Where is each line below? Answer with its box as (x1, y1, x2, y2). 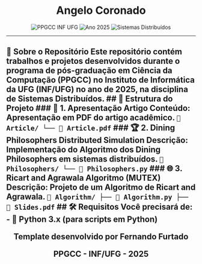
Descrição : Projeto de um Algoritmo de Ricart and (6, 182, 196, 193)
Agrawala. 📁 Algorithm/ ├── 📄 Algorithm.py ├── (6, 192, 189, 202)
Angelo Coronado (56, 4, 146, 17)
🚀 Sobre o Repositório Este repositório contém (6, 46, 182, 57)
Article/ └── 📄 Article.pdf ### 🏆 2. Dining (6, 123, 176, 133)
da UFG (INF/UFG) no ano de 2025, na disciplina (6, 84, 188, 95)
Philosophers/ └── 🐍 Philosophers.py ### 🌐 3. (6, 163, 183, 174)
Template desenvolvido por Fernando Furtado (13, 231, 189, 242)
